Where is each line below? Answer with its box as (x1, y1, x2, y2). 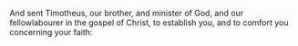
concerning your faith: (9, 27, 93, 37)
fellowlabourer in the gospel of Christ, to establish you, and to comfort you (9, 17, 289, 28)
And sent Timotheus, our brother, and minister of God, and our (9, 8, 244, 18)
